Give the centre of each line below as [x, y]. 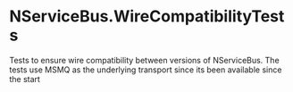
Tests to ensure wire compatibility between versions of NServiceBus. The [144, 60]
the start [25, 79]
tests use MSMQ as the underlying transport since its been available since [146, 70]
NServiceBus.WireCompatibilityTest [147, 17]
